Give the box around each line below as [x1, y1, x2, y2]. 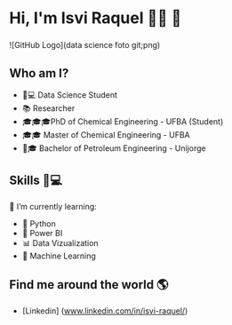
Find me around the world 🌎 [9, 277, 169, 292]
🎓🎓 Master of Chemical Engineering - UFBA [21, 129, 190, 140]
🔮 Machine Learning [21, 250, 96, 261]
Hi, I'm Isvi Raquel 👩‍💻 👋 [9, 8, 182, 28]
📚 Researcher [21, 102, 76, 114]
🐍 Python [21, 218, 56, 229]
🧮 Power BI [21, 227, 63, 238]
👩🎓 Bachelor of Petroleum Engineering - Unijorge [21, 142, 206, 154]
